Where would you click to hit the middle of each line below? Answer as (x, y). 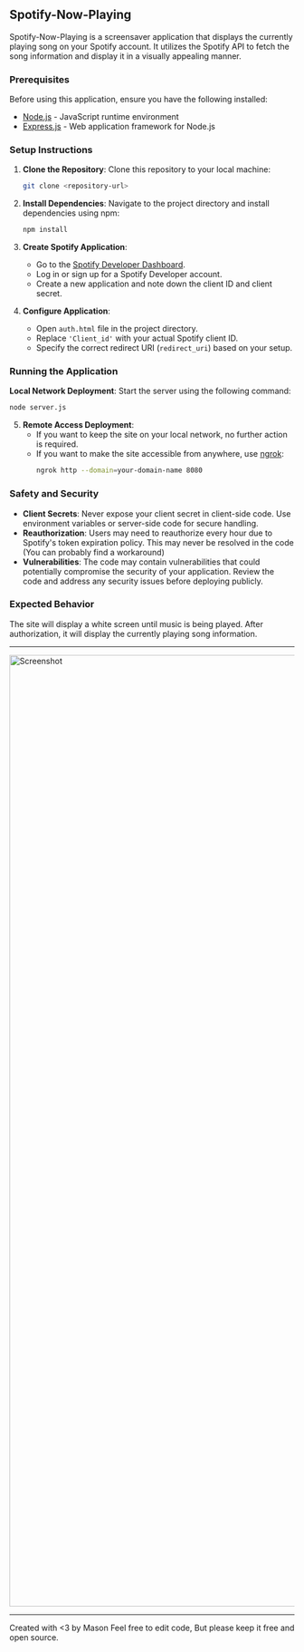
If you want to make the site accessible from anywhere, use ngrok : (160, 454)
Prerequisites (39, 79)
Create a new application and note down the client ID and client (154, 284)
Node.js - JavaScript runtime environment (100, 117)
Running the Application (64, 372)
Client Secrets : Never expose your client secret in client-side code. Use (157, 513)
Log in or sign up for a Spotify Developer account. (129, 275)
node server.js (38, 408)
